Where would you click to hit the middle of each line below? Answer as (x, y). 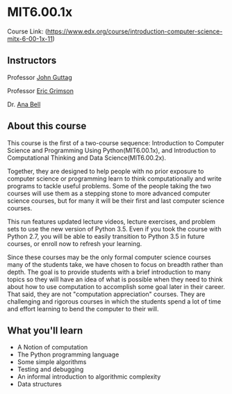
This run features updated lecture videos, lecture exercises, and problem (111, 221)
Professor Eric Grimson (41, 90)
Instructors (32, 61)
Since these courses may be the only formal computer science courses (109, 257)
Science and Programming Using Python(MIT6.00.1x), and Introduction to (112, 150)
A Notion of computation (52, 347)
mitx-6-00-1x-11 (30, 38)
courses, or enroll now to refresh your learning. (75, 243)
